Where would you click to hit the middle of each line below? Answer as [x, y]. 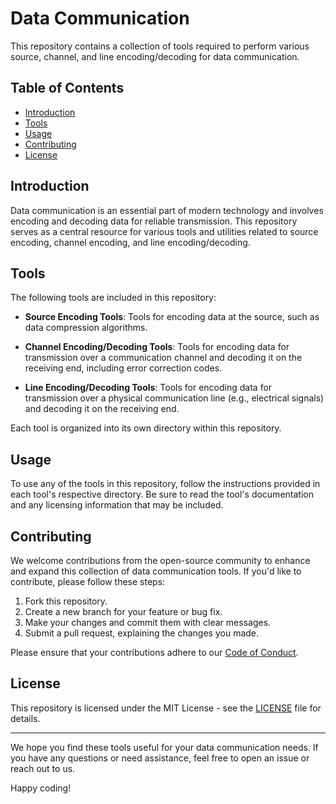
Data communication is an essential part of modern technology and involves [167, 210]
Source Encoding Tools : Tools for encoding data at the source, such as [172, 317]
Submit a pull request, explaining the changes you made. [142, 633]
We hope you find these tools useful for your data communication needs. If [164, 747]
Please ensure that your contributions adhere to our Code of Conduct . [154, 652]
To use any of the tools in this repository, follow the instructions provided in [165, 484]
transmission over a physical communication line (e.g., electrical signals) [174, 398]
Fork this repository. [66, 601]
